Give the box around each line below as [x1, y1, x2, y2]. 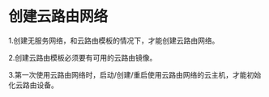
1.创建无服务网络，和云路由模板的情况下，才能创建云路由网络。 [8, 36, 220, 45]
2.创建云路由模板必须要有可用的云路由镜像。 [8, 53, 157, 62]
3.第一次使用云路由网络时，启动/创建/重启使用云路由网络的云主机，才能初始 [8, 70, 262, 79]
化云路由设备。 [8, 80, 58, 90]
